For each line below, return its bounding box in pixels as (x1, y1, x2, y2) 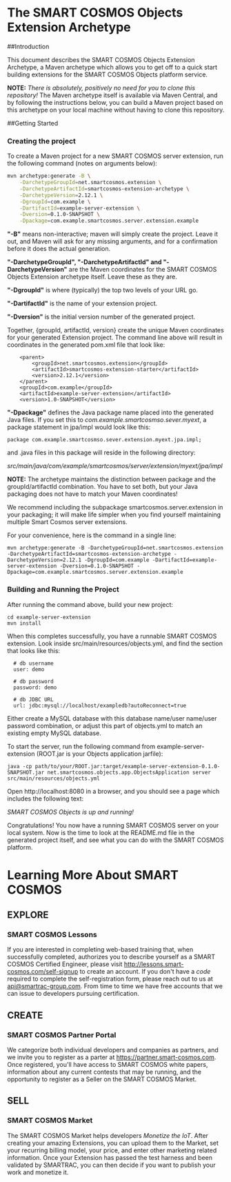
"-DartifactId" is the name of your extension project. (7, 299, 158, 308)
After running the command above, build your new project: (7, 600, 174, 608)
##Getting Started (7, 119, 59, 127)
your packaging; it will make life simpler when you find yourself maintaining (7, 510, 221, 519)
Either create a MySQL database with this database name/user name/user (7, 714, 217, 722)
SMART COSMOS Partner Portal (7, 1030, 117, 1039)
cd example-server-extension (7, 614, 91, 621)
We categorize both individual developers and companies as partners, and (7, 1046, 219, 1054)
